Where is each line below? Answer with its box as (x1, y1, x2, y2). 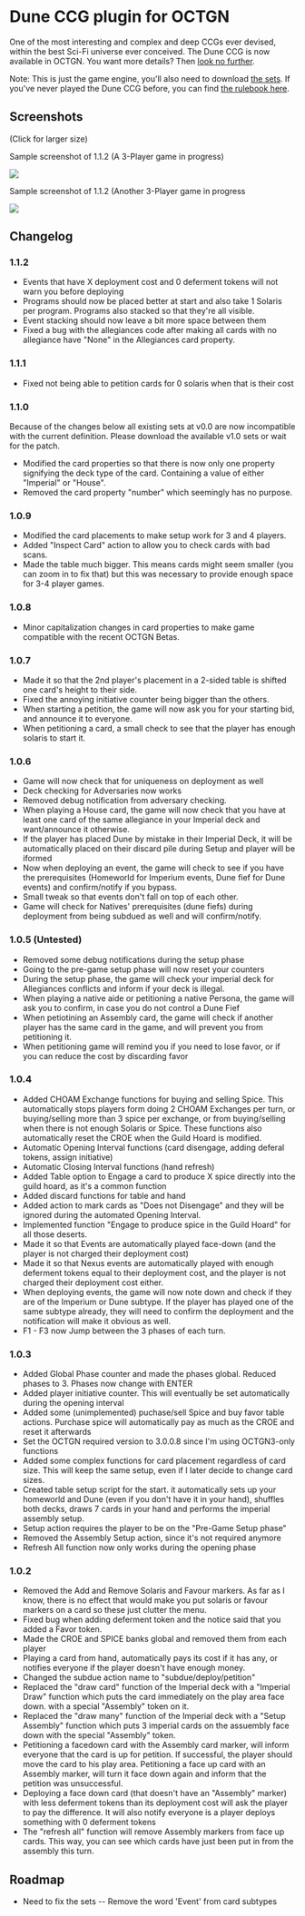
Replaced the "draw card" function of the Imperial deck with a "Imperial (22, 1682, 290, 1693)
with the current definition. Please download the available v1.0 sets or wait (9, 431, 287, 442)
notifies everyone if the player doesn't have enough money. (22, 1663, 246, 1674)
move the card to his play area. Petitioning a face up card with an (22, 1759, 266, 1770)
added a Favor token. (22, 1624, 103, 1635)
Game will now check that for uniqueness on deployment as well (22, 776, 264, 787)
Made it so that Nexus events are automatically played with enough (22, 1257, 274, 1268)
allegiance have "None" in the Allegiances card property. (22, 334, 236, 346)
